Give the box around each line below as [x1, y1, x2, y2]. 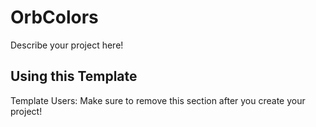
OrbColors [10, 6, 99, 29]
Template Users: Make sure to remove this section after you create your [10, 94, 306, 106]
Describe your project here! [10, 39, 124, 51]
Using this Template [10, 68, 138, 85]
